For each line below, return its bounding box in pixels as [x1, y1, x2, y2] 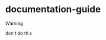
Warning [5, 20, 23, 26]
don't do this [5, 30, 32, 36]
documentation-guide [5, 4, 101, 15]
